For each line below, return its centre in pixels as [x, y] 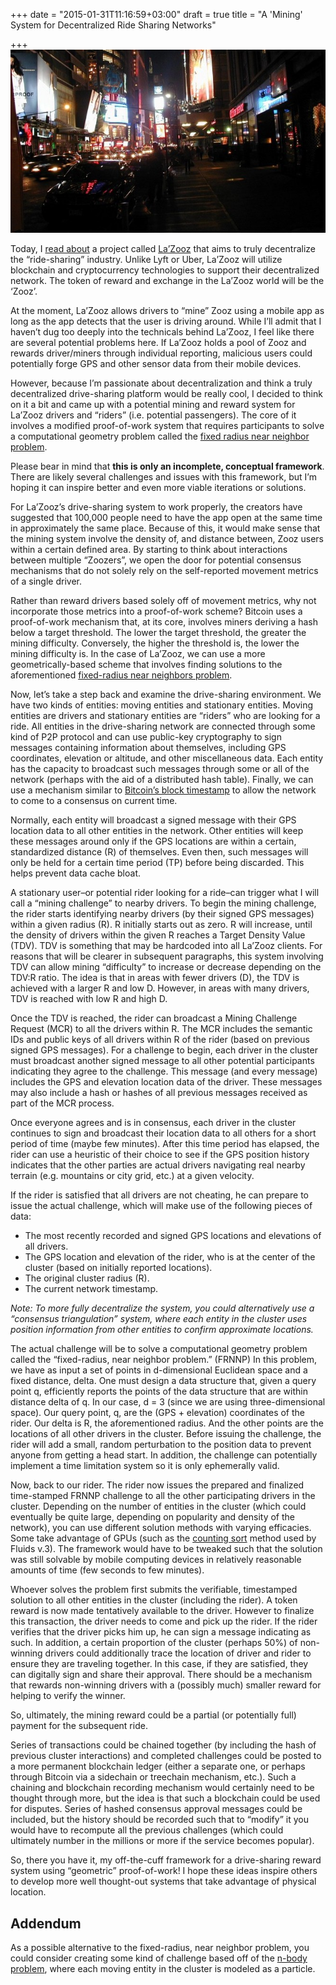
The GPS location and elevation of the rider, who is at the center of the [170, 1257]
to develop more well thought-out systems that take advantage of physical [163, 1881]
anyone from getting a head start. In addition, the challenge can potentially [164, 1455]
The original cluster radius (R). [87, 1278]
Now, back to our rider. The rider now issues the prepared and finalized [157, 1485]
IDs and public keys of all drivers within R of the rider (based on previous [160, 1040]
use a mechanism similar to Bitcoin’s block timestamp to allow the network [163, 790]
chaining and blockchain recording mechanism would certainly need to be [162, 1788]
